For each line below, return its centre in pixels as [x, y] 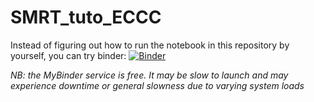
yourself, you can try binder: [68, 55]
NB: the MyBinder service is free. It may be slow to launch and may [149, 75]
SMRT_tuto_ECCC [86, 17]
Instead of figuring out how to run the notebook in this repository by [150, 45]
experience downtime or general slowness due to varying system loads [157, 85]
